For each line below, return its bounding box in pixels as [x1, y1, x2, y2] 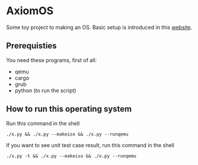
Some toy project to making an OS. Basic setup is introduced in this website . [6, 24, 193, 31]
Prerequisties [6, 41, 58, 51]
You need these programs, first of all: [6, 56, 97, 63]
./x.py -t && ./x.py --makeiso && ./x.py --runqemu [6, 153, 136, 159]
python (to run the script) [14, 87, 76, 94]
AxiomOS [6, 4, 54, 18]
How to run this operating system [6, 104, 132, 114]
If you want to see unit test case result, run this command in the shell [6, 141, 175, 148]
